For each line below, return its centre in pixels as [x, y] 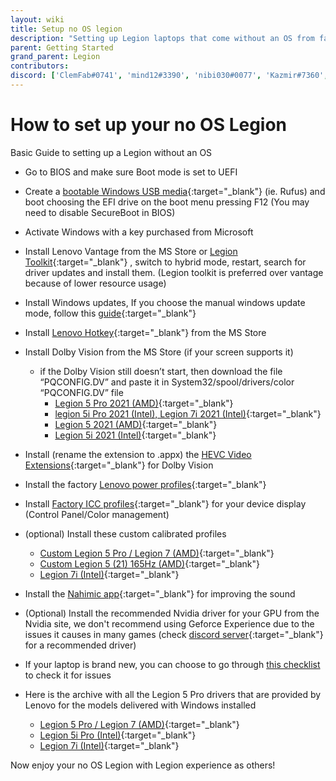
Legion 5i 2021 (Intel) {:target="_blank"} [135, 435]
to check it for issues [68, 675]
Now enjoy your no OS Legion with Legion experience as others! [143, 765]
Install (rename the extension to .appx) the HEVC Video [138, 454]
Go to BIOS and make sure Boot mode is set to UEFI [131, 172]
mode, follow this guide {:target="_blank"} [110, 313]
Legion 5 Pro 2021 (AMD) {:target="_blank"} [144, 403]
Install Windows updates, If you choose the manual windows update [165, 302]
